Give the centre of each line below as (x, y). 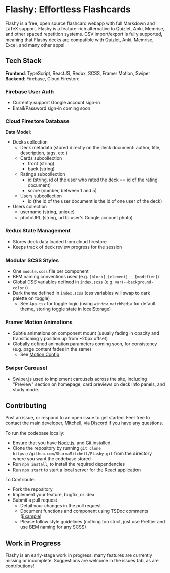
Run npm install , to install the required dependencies (69, 464)
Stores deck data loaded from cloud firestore (59, 241)
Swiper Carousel (26, 368)
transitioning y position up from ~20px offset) (60, 339)
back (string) (41, 169)
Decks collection (30, 142)
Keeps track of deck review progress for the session (67, 247)
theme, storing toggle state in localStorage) (65, 309)
